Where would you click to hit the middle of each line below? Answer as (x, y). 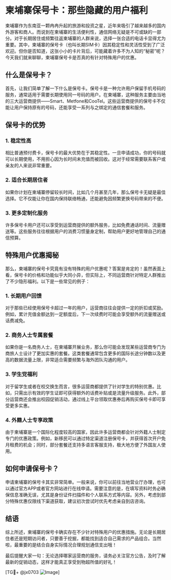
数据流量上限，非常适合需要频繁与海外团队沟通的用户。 (72, 360)
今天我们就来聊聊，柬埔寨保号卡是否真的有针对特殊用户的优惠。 (72, 57)
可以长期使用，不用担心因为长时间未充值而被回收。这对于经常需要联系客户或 (85, 159)
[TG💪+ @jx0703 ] (33, 572)
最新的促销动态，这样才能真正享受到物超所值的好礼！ (61, 562)
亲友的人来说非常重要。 (30, 166)
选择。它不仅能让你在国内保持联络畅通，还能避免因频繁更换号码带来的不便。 (85, 198)
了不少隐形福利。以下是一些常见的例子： (48, 281)
